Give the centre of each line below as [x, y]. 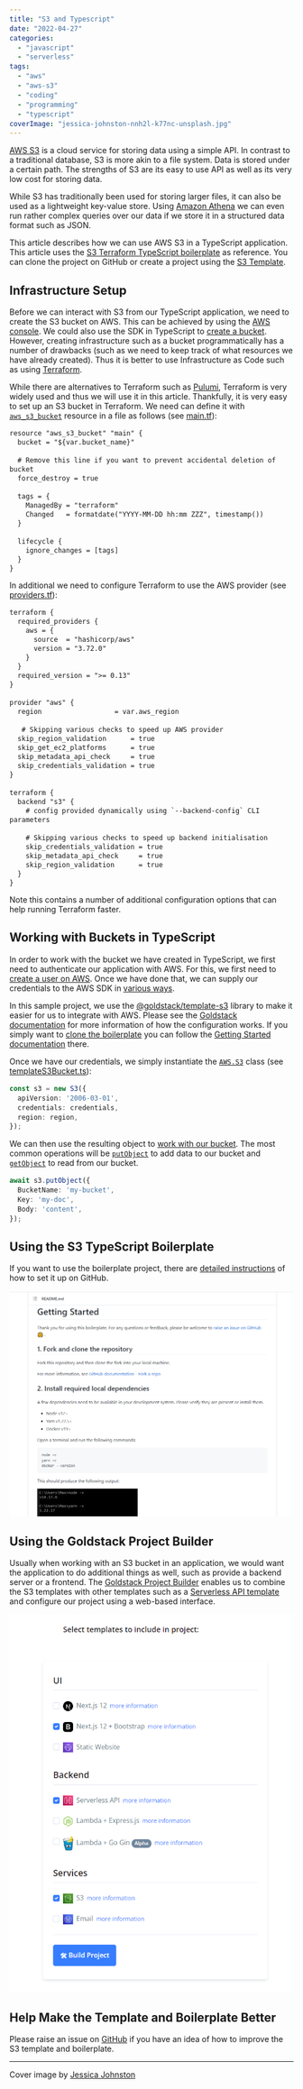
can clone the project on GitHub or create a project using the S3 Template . [148, 262]
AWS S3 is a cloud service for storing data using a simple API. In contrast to [150, 151]
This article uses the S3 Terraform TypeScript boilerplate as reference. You [149, 252]
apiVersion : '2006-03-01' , [68, 1098]
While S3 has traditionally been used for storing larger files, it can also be [146, 197]
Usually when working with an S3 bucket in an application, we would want [147, 1563]
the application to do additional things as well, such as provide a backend [146, 1572]
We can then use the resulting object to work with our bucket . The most [142, 1144]
